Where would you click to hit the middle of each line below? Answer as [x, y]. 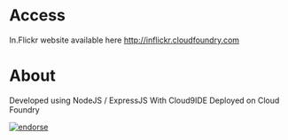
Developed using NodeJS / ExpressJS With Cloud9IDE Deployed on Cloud [144, 100]
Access [38, 16]
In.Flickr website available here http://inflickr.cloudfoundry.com [125, 40]
